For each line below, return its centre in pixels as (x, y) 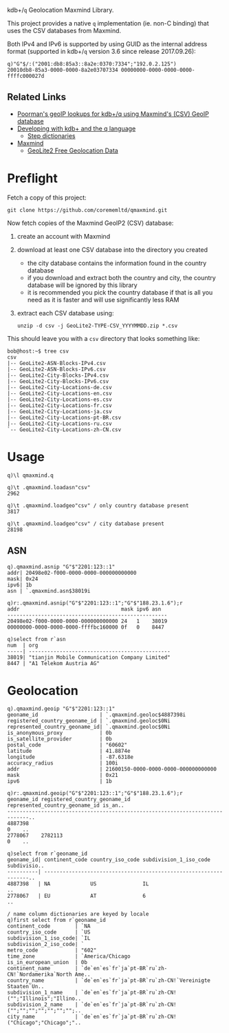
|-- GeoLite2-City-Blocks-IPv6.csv (58, 381)
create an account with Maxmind (64, 236)
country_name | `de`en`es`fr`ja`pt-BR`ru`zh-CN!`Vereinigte (109, 981)
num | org (23, 645)
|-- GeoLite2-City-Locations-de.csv (59, 387)
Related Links (37, 97)
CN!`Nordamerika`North (40, 975)
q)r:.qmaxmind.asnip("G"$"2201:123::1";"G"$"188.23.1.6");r (95, 603)
